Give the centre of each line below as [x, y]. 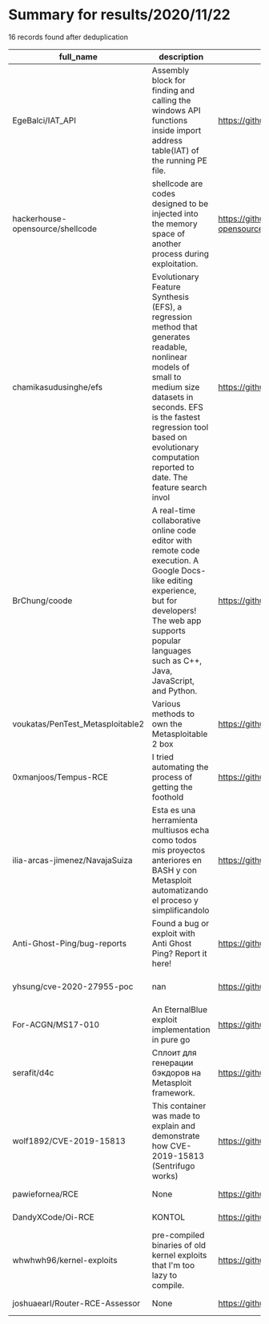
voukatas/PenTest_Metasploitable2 [78, 723]
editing [180, 581]
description [181, 56]
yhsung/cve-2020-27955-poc [73, 986]
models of [171, 366]
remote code [176, 550]
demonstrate [176, 1136]
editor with [172, 541]
